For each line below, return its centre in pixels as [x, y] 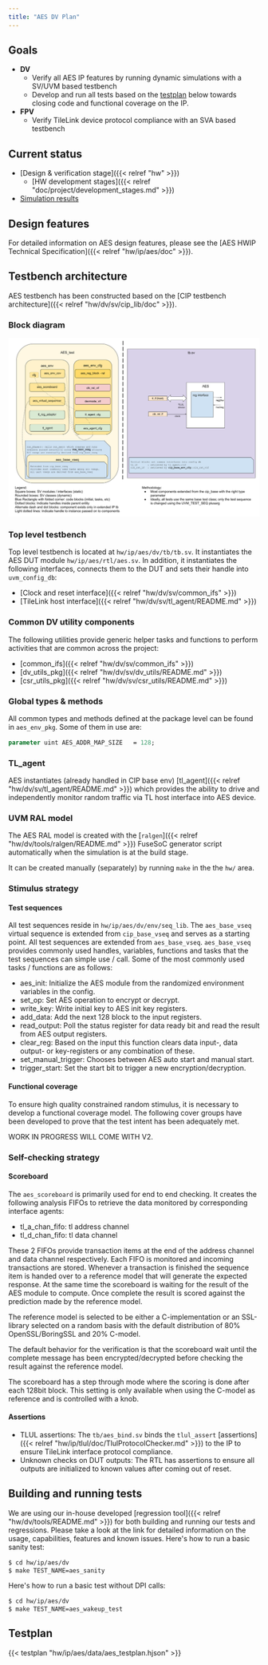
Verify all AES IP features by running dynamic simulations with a [136, 78]
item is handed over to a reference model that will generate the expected [128, 1276]
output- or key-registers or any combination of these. [107, 1051]
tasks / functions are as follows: [61, 968]
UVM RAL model [41, 818]
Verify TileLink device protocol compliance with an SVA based [134, 121]
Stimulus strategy [43, 889]
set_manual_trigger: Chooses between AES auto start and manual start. [137, 1060]
